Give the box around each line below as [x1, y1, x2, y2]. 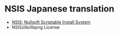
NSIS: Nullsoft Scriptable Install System [11, 19, 91, 25]
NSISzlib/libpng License [11, 24, 60, 30]
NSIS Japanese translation [4, 3, 115, 14]
